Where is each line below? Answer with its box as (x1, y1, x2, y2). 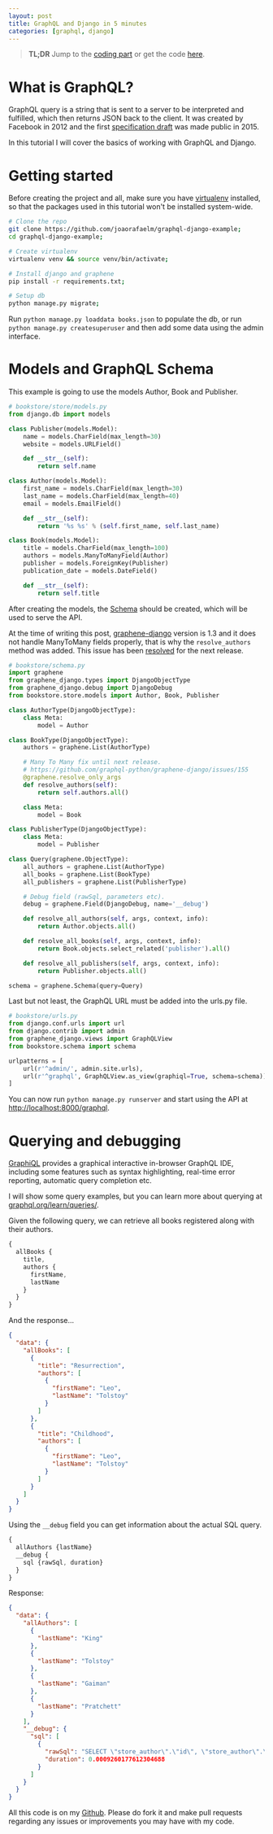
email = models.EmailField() (23, 500, 122, 508)
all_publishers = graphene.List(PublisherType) (23, 878, 187, 886)
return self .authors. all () (37, 788, 129, 797)
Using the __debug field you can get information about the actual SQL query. (8, 1520, 262, 1530)
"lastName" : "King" (37, 1634, 104, 1642)
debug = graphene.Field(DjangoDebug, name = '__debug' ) (23, 900, 209, 908)
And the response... (8, 1316, 75, 1325)
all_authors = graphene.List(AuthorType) (23, 862, 165, 871)
